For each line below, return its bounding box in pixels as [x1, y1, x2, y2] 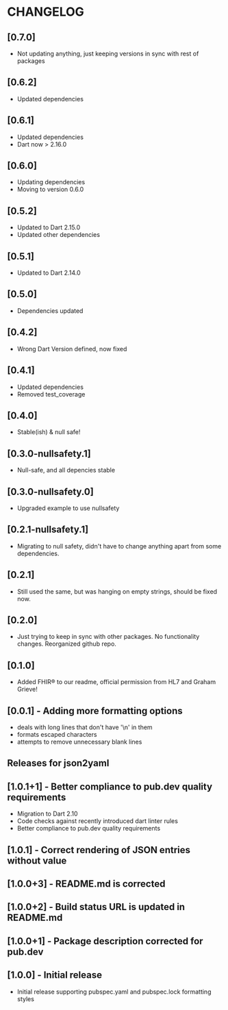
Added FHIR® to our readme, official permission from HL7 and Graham [16, 678, 216, 686]
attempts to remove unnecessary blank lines [16, 737, 142, 746]
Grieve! [16, 685, 38, 694]
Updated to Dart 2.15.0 [16, 223, 81, 231]
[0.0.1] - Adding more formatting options [7, 705, 183, 716]
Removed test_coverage [16, 390, 86, 398]
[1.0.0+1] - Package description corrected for [7, 935, 203, 947]
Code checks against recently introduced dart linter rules [16, 817, 178, 825]
